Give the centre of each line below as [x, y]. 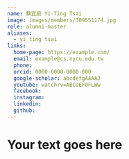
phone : [23, 65]
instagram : [29, 98]
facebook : [27, 91]
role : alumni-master [37, 26]
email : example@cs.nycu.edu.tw [59, 59]
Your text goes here [65, 145]
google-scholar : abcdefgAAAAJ [57, 78]
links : [17, 46]
